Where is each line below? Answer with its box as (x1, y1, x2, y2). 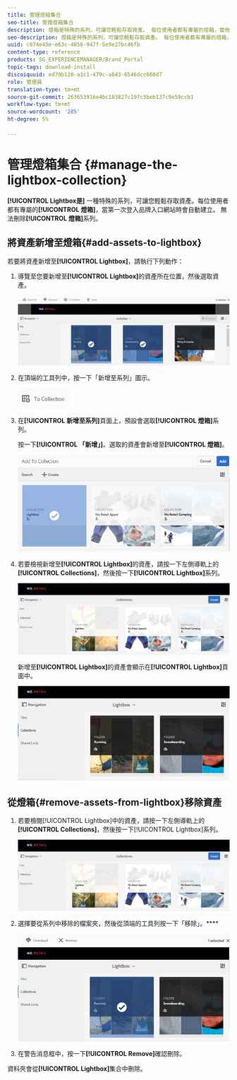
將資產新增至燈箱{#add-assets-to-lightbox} (7, 237, 202, 249)
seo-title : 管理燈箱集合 (7, 18, 74, 26)
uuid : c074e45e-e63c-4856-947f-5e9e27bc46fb (7, 41, 140, 49)
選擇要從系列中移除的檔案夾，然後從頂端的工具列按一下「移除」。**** (17, 919, 219, 927)
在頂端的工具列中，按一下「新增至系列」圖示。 (17, 373, 154, 381)
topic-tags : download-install (7, 64, 97, 71)
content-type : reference (7, 49, 80, 56)
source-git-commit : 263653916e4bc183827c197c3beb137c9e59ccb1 (7, 93, 194, 100)
